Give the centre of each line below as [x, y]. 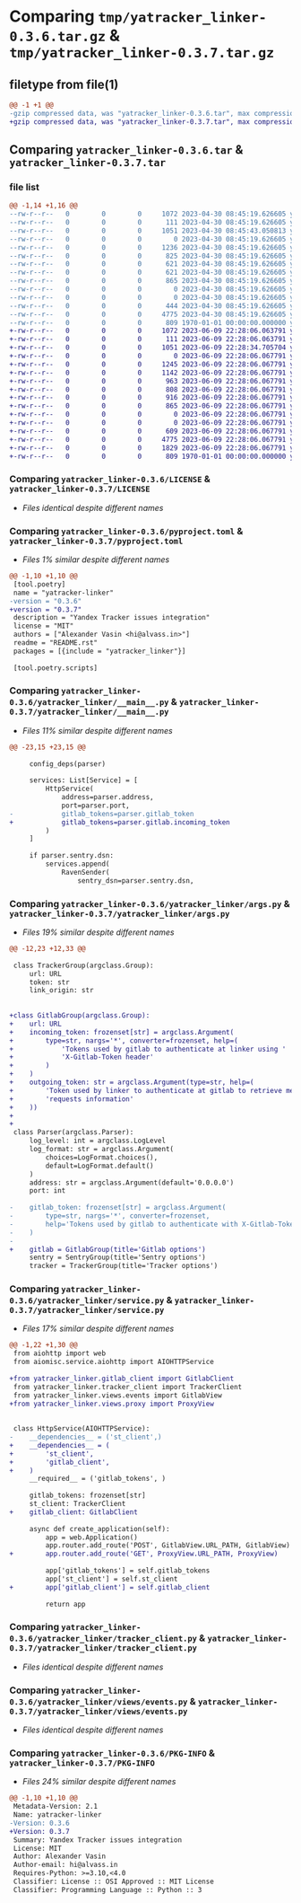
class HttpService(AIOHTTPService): [82, 1429]
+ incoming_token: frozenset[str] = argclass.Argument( [122, 1032]
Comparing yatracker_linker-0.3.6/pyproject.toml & [126, 531]
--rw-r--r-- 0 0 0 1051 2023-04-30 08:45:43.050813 [148, 231]
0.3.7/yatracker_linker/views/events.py [99, 1711]
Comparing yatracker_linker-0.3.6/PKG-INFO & [112, 1753]
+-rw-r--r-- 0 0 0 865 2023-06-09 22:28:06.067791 [148, 406]
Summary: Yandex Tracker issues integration [97, 1840]
